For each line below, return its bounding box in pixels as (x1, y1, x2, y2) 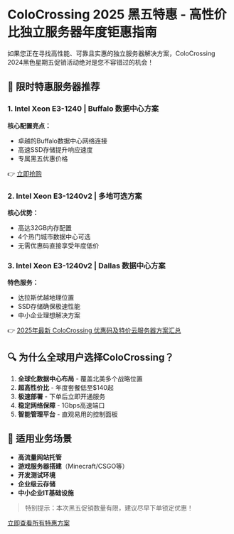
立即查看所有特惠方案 (7, 518, 70, 527)
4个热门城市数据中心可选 (17, 232, 91, 241)
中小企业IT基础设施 (17, 488, 75, 497)
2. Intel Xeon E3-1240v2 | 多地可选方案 (7, 191, 142, 201)
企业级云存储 (17, 479, 55, 488)
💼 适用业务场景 (7, 432, 73, 445)
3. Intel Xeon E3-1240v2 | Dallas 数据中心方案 (7, 261, 166, 271)
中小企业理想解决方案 (17, 311, 80, 320)
